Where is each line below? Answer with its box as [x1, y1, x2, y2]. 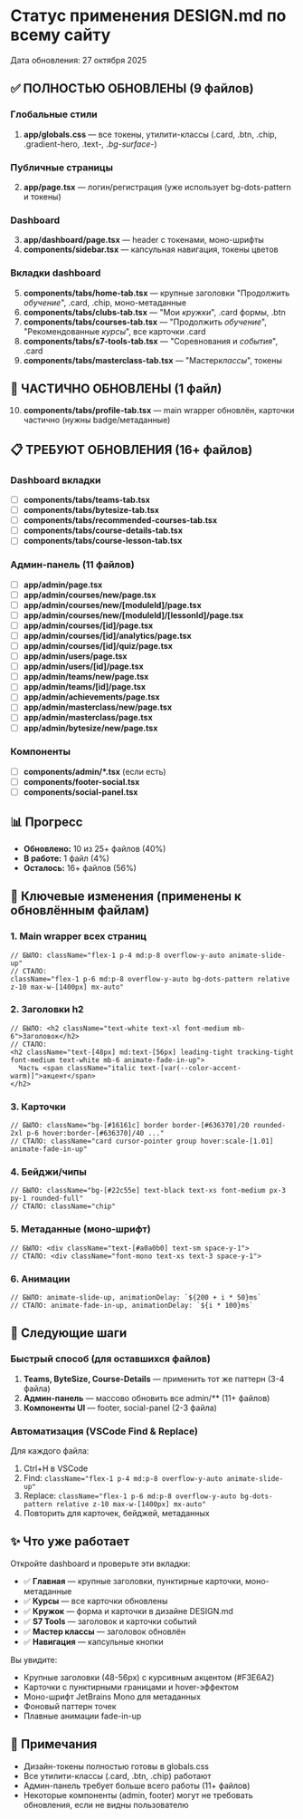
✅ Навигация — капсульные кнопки [23, 1636, 164, 1647]
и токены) [23, 191, 62, 202]
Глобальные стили [10, 108, 98, 121]
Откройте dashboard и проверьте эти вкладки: [10, 1558, 191, 1569]
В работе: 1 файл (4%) [23, 853, 109, 864]
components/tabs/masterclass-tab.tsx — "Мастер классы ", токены [23, 354, 283, 365]
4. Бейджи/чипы [10, 1166, 87, 1178]
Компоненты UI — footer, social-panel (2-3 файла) [23, 1402, 218, 1413]
